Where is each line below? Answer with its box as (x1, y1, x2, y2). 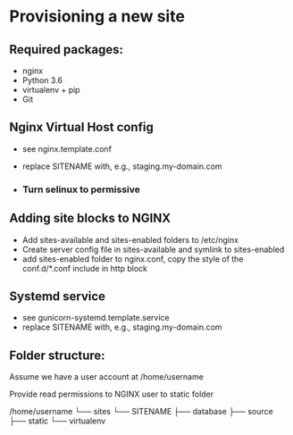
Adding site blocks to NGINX (9, 211, 172, 226)
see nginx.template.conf (21, 143, 112, 154)
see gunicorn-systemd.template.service (21, 313, 170, 323)
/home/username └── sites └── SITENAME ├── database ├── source (9, 406, 274, 417)
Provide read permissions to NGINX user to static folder (9, 389, 214, 399)
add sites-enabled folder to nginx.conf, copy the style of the (21, 253, 244, 264)
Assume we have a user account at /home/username (9, 372, 204, 382)
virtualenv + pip (21, 85, 80, 95)
